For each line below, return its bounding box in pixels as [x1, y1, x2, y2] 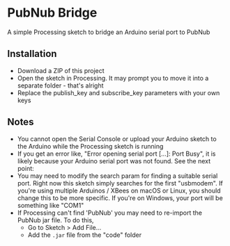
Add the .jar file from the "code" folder [27, 231, 141, 239]
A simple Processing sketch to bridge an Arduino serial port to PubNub [7, 28, 210, 36]
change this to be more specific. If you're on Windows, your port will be [17, 193, 223, 202]
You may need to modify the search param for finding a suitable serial [17, 172, 218, 180]
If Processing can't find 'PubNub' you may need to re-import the [17, 208, 202, 217]
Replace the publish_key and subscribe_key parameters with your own [17, 88, 220, 97]
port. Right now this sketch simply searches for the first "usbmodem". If [17, 179, 223, 187]
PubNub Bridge [7, 5, 98, 21]
